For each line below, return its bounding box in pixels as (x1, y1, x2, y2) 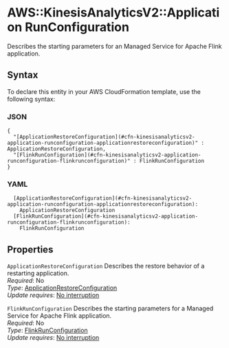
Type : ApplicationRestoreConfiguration (7, 283, 118, 292)
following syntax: (7, 95, 56, 103)
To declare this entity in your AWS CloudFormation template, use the (7, 87, 201, 95)
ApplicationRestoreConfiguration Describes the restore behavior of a (7, 262, 205, 270)
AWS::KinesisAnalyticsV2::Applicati (7, 5, 220, 21)
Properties (7, 244, 54, 255)
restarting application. (7, 269, 69, 277)
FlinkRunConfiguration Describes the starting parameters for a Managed (7, 304, 214, 313)
